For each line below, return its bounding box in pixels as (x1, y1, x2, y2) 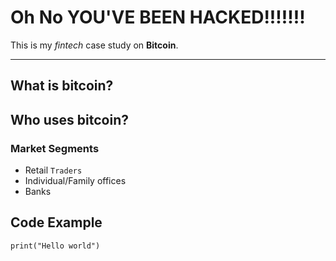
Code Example (10, 214, 103, 231)
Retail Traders (24, 164, 83, 176)
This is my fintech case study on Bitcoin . (10, 39, 179, 51)
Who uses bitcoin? (10, 111, 129, 128)
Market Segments (10, 141, 100, 155)
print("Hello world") (10, 241, 101, 251)
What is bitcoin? (10, 77, 114, 95)
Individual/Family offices (24, 175, 127, 187)
